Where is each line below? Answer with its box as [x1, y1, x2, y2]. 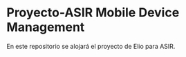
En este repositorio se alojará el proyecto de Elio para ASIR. [6, 42, 176, 50]
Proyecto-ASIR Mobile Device [6, 5, 180, 21]
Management [6, 19, 85, 35]
